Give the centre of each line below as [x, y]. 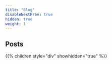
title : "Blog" [20, 10]
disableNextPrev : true [29, 14]
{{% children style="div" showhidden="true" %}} [56, 56]
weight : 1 [16, 24]
